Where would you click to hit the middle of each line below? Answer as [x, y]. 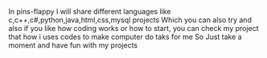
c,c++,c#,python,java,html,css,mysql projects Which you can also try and [130, 20]
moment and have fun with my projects [73, 45]
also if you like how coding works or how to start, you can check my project [133, 28]
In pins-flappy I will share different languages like [90, 12]
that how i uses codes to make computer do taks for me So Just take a [125, 37]
